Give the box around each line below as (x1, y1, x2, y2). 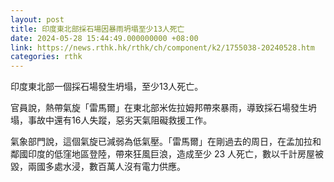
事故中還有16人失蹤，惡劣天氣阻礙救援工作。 (27, 114, 213, 126)
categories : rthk (10, 52, 83, 62)
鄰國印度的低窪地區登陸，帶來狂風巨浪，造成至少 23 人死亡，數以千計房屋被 (10, 148, 325, 160)
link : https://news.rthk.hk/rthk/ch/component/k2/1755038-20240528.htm (10, 42, 315, 53)
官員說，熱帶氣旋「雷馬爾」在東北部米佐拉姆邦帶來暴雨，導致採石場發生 (10, 102, 308, 114)
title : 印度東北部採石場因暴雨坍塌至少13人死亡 (10, 24, 185, 34)
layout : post (10, 14, 65, 25)
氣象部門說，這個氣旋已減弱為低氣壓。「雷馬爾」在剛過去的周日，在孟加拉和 (10, 136, 322, 148)
